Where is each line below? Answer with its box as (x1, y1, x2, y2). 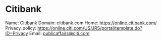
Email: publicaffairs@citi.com (29, 30, 90, 36)
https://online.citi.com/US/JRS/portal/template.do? (37, 25, 143, 31)
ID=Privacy (5, 30, 29, 36)
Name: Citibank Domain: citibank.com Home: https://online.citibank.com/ (5, 20, 157, 26)
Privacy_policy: (5, 25, 37, 31)
